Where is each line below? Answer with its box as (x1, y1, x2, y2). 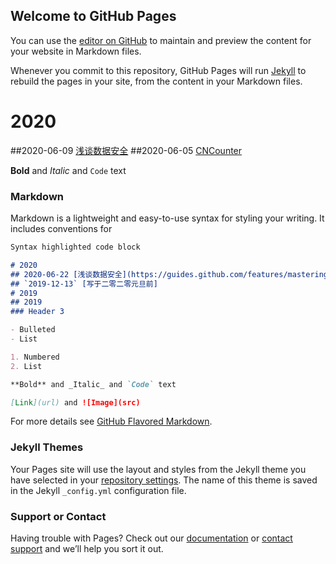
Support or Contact (10, 509, 107, 523)
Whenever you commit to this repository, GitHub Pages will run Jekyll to (10, 64, 307, 76)
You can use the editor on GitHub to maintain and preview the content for (10, 34, 312, 46)
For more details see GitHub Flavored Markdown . (10, 415, 213, 428)
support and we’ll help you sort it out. (10, 543, 164, 555)
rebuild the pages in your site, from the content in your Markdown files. (10, 75, 303, 87)
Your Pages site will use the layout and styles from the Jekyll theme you (10, 463, 307, 475)
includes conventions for (10, 223, 113, 235)
